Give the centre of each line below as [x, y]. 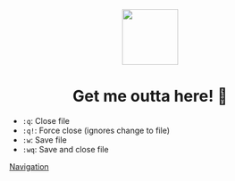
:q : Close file [46, 120]
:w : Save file [44, 140]
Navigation [29, 166]
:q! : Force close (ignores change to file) [96, 130]
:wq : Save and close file [65, 149]
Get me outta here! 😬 [150, 96]
